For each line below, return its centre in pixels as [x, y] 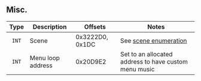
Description [50, 26]
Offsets [95, 26]
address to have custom [154, 61]
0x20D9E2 [91, 61]
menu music [138, 69]
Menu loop [45, 58]
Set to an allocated [147, 54]
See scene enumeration [154, 40]
